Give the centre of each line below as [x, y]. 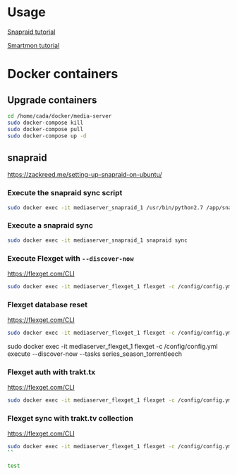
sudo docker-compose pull [45, 129]
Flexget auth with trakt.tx [51, 372]
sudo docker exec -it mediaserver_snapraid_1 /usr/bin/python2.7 [105, 208]
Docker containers [63, 74]
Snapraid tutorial [31, 32]
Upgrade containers [52, 100]
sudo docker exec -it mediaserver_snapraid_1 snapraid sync [98, 240]
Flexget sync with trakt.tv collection [71, 419]
